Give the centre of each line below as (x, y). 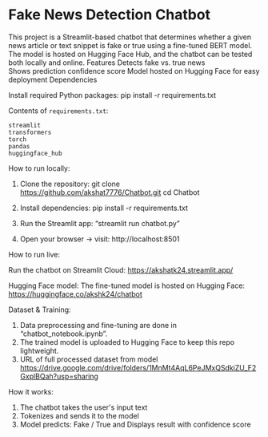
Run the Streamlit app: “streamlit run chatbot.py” (100, 223)
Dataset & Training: (40, 310)
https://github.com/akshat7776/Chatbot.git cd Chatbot (110, 192)
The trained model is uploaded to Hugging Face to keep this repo (127, 342)
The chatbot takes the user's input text (84, 407)
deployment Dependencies (53, 79)
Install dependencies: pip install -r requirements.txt (104, 208)
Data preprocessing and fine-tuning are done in (98, 325)
